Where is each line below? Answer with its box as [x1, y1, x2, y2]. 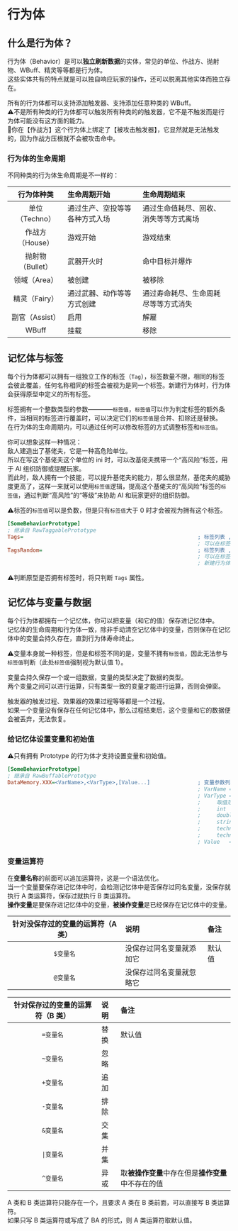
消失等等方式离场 [142, 214, 200, 224]
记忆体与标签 [7, 352, 64, 364]
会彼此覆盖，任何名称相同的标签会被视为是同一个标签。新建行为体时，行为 [7, 381, 225, 390]
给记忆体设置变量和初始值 [7, 734, 95, 744]
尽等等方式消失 [142, 299, 193, 309]
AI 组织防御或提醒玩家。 [15, 464, 86, 473]
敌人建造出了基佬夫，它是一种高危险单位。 [7, 447, 132, 455]
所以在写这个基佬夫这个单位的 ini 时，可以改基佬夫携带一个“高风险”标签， [7, 455, 222, 464]
